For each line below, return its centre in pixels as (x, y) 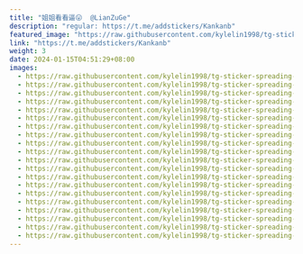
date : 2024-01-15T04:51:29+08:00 (72, 59)
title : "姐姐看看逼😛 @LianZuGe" (70, 18)
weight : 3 (28, 51)
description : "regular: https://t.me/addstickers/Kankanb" (123, 26)
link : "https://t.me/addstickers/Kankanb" (90, 43)
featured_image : (40, 34)
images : (24, 68)
